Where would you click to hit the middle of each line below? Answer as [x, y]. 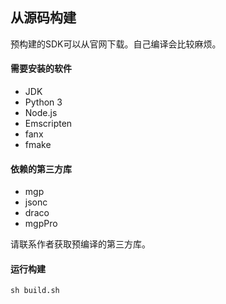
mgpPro [41, 224]
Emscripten [48, 124]
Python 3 [43, 102]
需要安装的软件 [41, 69]
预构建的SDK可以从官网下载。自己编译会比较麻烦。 [116, 44]
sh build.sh [35, 291]
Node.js [41, 113]
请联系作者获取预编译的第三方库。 [80, 244]
